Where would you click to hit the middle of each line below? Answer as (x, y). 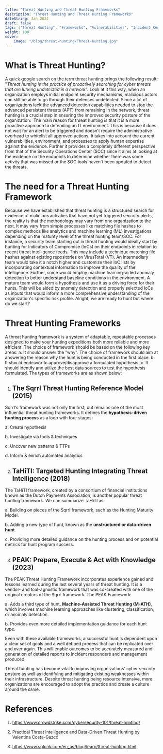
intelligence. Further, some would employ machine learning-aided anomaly (80, 272)
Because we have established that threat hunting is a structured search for (80, 210)
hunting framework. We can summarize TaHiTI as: (55, 501)
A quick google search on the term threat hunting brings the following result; (81, 79)
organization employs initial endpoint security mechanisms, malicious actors (81, 94)
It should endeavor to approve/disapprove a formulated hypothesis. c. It (77, 362)
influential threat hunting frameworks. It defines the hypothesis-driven (76, 413)
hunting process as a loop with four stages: (49, 418)
